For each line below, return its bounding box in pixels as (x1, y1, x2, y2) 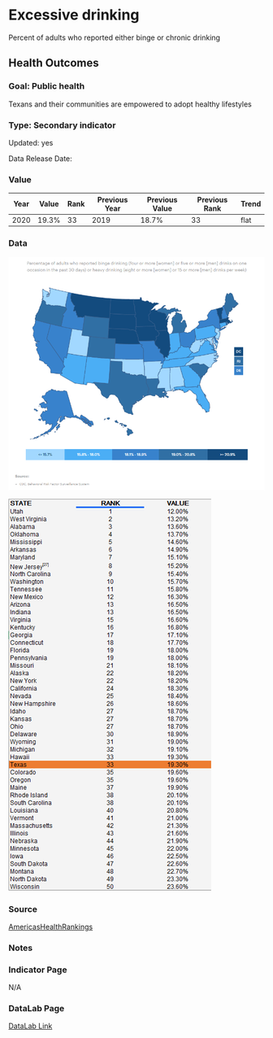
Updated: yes (8, 137, 54, 147)
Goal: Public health (8, 81, 85, 92)
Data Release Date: (8, 153, 73, 164)
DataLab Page (8, 1003, 65, 1014)
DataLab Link (8, 1021, 53, 1031)
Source (8, 903, 38, 914)
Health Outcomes (8, 56, 99, 70)
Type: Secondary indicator (8, 120, 116, 131)
